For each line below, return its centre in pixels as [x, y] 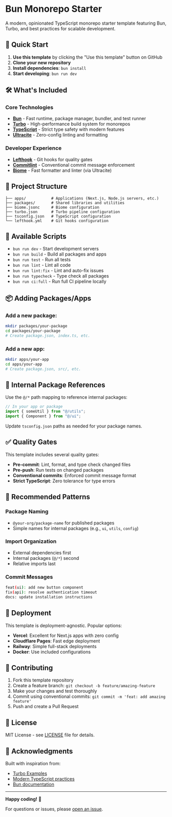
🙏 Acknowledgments [39, 751]
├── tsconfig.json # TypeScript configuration [58, 216]
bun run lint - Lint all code [41, 265]
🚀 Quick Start [27, 45]
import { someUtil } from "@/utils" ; [46, 412]
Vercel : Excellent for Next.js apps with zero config [66, 635]
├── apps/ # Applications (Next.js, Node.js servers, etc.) [82, 198]
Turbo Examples [30, 773]
